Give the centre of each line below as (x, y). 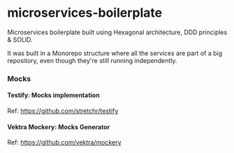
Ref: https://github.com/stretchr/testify (63, 111)
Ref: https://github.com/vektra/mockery (64, 143)
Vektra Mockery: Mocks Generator (59, 126)
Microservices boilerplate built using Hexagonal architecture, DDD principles (117, 32)
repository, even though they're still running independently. (92, 60)
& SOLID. (20, 39)
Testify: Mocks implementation (53, 95)
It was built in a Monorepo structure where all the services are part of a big (115, 53)
